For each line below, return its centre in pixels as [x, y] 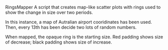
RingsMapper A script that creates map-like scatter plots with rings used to [83, 7]
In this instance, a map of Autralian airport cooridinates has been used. [79, 22]
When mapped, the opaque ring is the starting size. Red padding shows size [84, 37]
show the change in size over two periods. [49, 12]
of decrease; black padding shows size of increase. [59, 42]
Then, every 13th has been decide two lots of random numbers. [71, 27]
